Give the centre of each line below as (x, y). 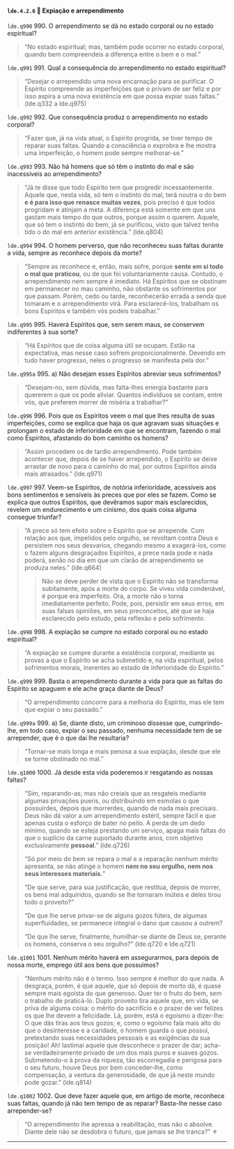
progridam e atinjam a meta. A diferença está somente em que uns (120, 210)
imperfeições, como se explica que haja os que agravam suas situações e (113, 423)
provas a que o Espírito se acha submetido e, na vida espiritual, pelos (124, 660)
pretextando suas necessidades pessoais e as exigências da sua (117, 1038)
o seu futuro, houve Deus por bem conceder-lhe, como (103, 1068)
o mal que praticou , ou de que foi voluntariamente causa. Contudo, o (124, 274)
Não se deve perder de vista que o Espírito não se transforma (130, 581)
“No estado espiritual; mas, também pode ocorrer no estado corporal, (124, 47)
